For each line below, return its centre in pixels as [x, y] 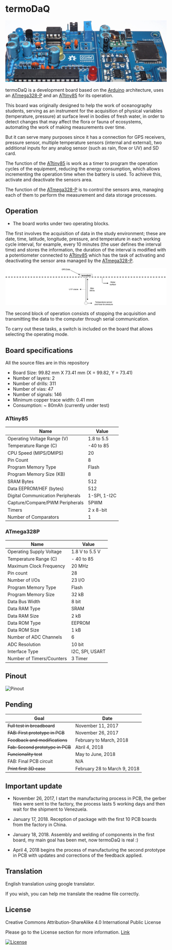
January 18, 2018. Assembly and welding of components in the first [83, 834]
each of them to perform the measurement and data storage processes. [81, 195]
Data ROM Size [23, 630]
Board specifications [39, 351]
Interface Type [23, 651]
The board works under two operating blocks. [61, 223]
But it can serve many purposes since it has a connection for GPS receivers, [85, 137]
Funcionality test [25, 754]
